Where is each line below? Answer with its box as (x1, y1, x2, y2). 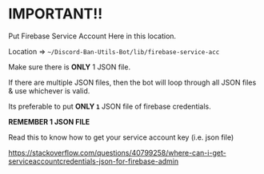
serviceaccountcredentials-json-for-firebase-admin (8, 156, 178, 166)
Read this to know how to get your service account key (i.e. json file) (8, 132, 234, 142)
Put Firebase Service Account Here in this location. (8, 31, 177, 41)
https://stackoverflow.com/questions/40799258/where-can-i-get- (8, 148, 226, 157)
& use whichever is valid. (8, 85, 90, 96)
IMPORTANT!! (8, 5, 103, 23)
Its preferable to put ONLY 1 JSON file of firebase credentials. (8, 101, 212, 111)
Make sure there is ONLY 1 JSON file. (8, 61, 130, 72)
